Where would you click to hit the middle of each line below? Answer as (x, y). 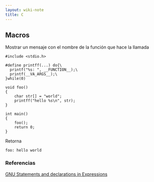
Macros (17, 35)
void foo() (17, 87)
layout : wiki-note (24, 10)
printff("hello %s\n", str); (45, 101)
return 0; (25, 127)
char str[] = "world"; (38, 97)
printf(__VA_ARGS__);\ (34, 74)
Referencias (20, 163)
